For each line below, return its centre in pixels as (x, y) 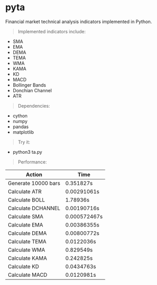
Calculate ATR (25, 191)
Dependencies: (34, 106)
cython (20, 116)
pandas (21, 127)
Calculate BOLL (26, 200)
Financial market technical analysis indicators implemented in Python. (79, 22)
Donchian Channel (32, 90)
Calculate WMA (26, 250)
